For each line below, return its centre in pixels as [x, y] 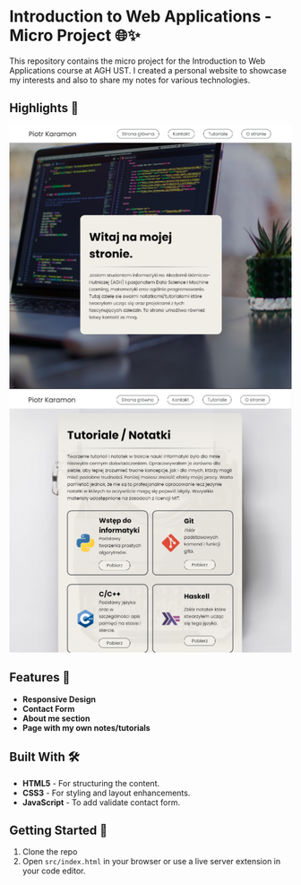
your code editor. [54, 871]
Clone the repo [50, 852]
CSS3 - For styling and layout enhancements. [106, 793]
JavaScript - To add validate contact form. [101, 802]
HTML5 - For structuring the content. [90, 783]
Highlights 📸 [44, 108]
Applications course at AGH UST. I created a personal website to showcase [148, 70]
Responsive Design [59, 699]
